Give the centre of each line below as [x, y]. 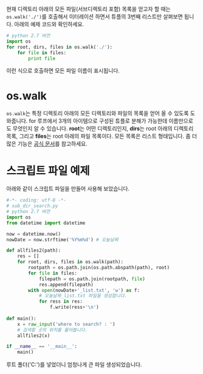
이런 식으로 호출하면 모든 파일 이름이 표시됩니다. [63, 71]
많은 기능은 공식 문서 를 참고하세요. [47, 144]
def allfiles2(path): [34, 251]
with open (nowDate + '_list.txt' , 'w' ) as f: [84, 290]
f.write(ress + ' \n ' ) [74, 307]
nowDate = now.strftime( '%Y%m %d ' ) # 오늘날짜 [62, 239]
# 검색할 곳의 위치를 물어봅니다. [53, 330]
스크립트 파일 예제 [48, 171]
